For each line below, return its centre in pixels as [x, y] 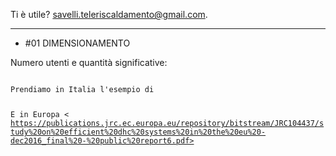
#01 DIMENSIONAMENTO [77, 43]
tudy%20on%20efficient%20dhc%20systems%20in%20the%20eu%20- [138, 132]
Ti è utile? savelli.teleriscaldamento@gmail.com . [109, 14]
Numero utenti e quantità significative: [89, 62]
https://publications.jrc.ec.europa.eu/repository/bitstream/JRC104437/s [167, 123]
